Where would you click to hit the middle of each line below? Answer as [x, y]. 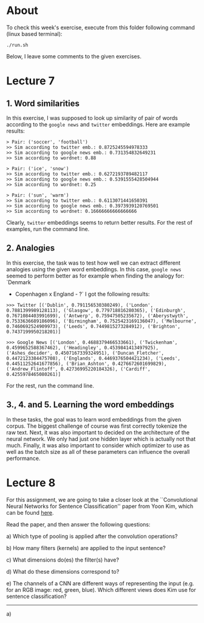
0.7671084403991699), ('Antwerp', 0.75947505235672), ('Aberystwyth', [97, 316]
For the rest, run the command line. [50, 385]
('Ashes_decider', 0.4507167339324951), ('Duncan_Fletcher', [85, 353]
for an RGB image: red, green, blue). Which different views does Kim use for [101, 590]
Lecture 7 [30, 81]
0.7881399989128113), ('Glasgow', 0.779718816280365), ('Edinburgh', [96, 310]
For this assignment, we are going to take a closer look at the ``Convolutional [102, 499]
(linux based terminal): [34, 33]
